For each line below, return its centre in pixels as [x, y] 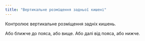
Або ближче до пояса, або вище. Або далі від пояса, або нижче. [72, 33]
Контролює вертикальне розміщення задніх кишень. [61, 24]
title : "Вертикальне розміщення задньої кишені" [56, 10]
